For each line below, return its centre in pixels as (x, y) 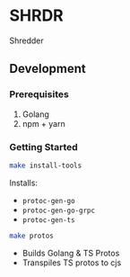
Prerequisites (39, 94)
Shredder (27, 40)
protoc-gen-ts (48, 220)
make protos (31, 236)
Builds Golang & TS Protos (71, 253)
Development (48, 69)
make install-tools (46, 165)
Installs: (24, 183)
